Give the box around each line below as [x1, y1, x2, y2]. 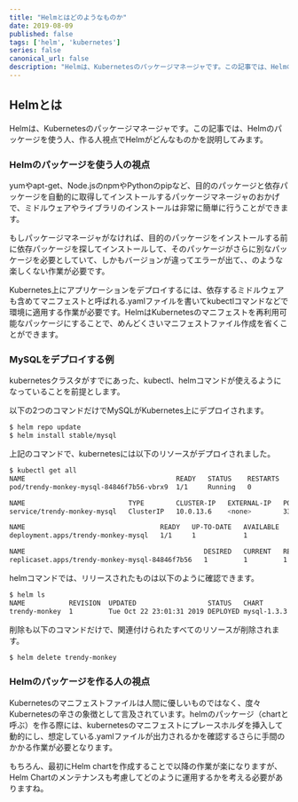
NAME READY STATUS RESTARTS [9, 474, 279, 483]
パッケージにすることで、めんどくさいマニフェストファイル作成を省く [24, 317, 281, 329]
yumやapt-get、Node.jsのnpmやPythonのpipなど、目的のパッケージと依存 [9, 179, 281, 191]
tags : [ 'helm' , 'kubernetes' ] [9, 37, 122, 47]
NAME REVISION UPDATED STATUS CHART [9, 599, 264, 607]
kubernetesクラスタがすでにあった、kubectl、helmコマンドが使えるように [9, 375, 282, 386]
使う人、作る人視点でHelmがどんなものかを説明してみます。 [47, 134, 269, 145]
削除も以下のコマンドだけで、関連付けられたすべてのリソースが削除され [9, 623, 272, 635]
